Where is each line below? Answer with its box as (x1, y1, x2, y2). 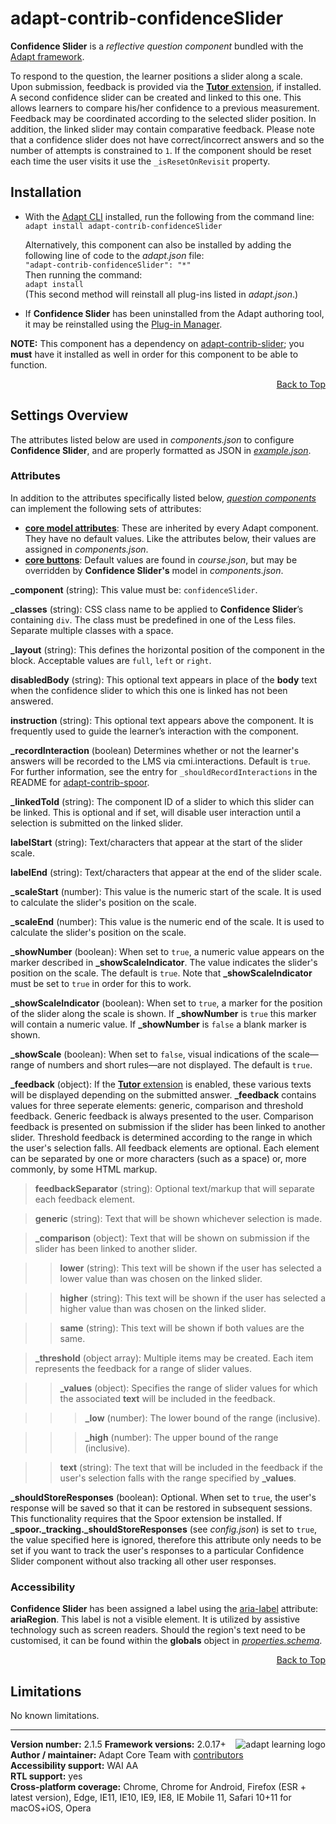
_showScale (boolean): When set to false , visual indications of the (10, 1048, 286, 1060)
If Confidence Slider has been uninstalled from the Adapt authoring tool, (24, 307, 325, 319)
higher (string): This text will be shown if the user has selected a (59, 1292, 326, 1304)
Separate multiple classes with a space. (10, 624, 174, 636)
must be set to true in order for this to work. (10, 977, 192, 989)
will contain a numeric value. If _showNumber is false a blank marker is (10, 1018, 307, 1030)
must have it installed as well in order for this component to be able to (10, 348, 299, 360)
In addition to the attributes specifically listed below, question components (10, 492, 317, 504)
